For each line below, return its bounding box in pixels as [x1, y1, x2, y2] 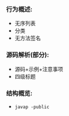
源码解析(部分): [6, 51, 49, 59]
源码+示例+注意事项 [14, 65, 64, 72]
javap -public [14, 104, 50, 110]
